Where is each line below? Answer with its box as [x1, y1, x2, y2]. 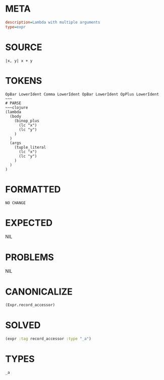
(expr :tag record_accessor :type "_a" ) [5, 337, 92, 342]
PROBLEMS [5, 251, 54, 263]
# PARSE [5, 101, 22, 106]
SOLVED [5, 319, 41, 331]
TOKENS [5, 75, 42, 86]
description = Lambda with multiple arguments [5, 20, 100, 25]
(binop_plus [14, 118, 39, 123]
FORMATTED [5, 183, 61, 195]
